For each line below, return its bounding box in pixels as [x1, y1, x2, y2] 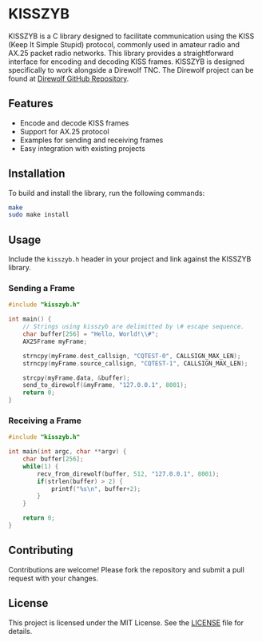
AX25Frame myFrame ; [22, 337, 88, 345]
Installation [8, 167, 65, 181]
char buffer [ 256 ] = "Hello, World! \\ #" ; [22, 330, 159, 338]
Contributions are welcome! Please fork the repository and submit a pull [8, 564, 245, 574]
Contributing [8, 544, 73, 557]
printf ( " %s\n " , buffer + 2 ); [50, 484, 141, 492]
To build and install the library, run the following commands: [8, 188, 205, 197]
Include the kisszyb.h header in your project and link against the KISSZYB [8, 254, 252, 264]
